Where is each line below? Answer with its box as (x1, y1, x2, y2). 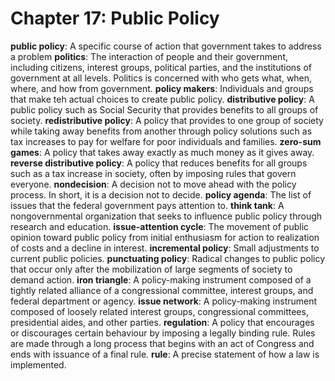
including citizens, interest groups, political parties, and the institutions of (10, 61, 312, 73)
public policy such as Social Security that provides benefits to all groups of (10, 103, 319, 116)
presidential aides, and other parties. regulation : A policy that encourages (10, 316, 315, 328)
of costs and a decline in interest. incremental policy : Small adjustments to (10, 242, 320, 254)
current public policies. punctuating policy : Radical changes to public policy (10, 252, 326, 264)
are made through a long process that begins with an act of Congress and (10, 337, 315, 349)
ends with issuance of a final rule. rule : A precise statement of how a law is (10, 348, 320, 360)
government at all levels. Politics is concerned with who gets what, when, (10, 72, 313, 84)
